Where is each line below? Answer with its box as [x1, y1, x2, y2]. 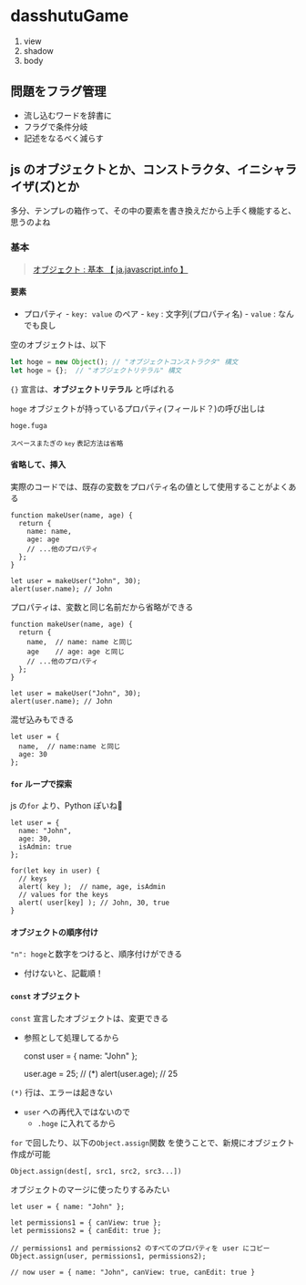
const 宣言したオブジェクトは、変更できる [10, 1012, 169, 1023]
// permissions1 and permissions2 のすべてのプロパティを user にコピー [10, 1243, 270, 1253]
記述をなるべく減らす [23, 132, 104, 143]
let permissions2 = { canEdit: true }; [10, 1226, 162, 1235]
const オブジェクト [10, 991, 81, 1002]
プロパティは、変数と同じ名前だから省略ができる [10, 601, 194, 612]
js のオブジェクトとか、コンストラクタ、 [10, 162, 238, 178]
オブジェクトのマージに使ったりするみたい [10, 1184, 170, 1195]
